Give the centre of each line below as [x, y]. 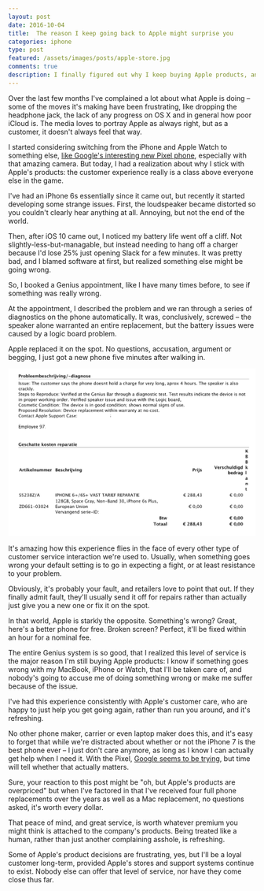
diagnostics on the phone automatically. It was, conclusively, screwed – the [130, 317]
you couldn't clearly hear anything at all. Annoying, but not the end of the [126, 212]
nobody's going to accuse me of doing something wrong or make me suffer [130, 678]
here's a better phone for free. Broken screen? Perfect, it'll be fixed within [127, 629]
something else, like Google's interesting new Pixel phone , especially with [128, 155]
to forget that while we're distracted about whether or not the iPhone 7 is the [132, 742]
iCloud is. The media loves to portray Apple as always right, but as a [118, 123]
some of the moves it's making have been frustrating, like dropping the [123, 106]
